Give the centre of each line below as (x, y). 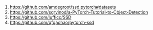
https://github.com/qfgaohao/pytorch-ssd (52, 22)
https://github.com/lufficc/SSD (41, 17)
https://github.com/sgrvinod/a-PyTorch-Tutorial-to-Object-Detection (79, 12)
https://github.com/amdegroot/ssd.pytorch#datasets (63, 7)
